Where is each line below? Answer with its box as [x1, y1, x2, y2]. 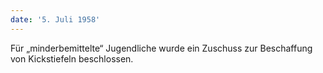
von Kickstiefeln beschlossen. [10, 52, 134, 65]
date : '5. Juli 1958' [10, 14, 101, 25]
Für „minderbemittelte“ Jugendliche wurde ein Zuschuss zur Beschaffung [10, 42, 313, 54]
